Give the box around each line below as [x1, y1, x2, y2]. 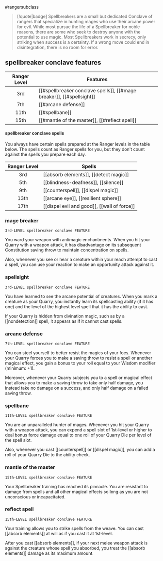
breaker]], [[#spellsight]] [38, 93, 96, 100]
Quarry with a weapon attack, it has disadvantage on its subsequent [5, 242, 141, 248]
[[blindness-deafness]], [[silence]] [43, 179, 124, 186]
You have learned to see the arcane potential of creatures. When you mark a [5, 293, 158, 299]
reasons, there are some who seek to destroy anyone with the [16, 29, 141, 34]
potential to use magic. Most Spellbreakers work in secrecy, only [16, 34, 147, 40]
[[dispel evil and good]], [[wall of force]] [43, 203, 135, 210]
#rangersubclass [5, 4, 39, 10]
